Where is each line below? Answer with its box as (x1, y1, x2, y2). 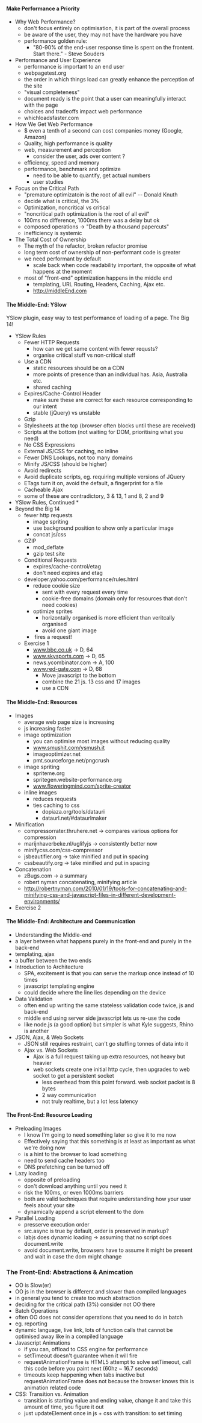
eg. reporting (14, 1320, 47, 1327)
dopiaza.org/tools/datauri (41, 808, 105, 815)
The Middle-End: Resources (6, 699, 78, 705)
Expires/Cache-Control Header (23, 390, 101, 397)
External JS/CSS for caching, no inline (23, 448, 118, 455)
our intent (32, 403, 57, 410)
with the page (23, 101, 58, 108)
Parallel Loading (14, 1214, 55, 1222)
